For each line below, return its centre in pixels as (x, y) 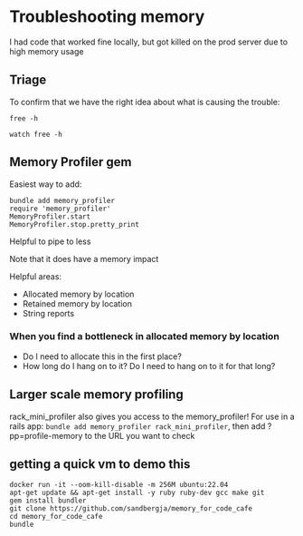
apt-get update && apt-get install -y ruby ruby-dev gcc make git (137, 493)
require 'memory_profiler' (60, 209)
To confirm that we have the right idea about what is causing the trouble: (145, 102)
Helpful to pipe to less (50, 241)
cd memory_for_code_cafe (56, 517)
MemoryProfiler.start (50, 216)
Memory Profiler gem (71, 162)
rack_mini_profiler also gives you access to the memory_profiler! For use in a (152, 416)
